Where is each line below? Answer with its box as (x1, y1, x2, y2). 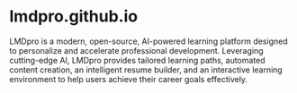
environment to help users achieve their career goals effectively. (9, 73, 248, 84)
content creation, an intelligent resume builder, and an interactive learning (9, 64, 283, 75)
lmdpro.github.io (9, 6, 138, 27)
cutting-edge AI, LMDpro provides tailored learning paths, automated (9, 55, 265, 65)
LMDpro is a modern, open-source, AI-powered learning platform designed (9, 36, 288, 46)
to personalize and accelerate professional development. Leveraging (9, 45, 264, 55)
